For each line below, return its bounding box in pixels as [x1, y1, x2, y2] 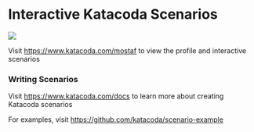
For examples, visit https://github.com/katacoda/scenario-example [8, 115, 223, 124]
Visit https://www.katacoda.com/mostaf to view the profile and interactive [8, 45, 247, 55]
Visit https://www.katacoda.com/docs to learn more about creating [8, 91, 224, 101]
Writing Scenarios [8, 73, 78, 84]
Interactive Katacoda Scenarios [8, 5, 218, 23]
